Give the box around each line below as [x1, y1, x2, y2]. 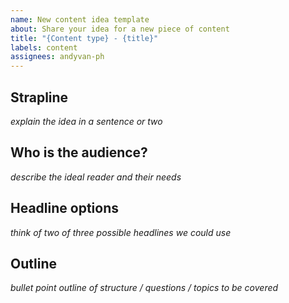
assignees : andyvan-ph [10, 52, 105, 62]
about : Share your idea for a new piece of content [10, 24, 230, 34]
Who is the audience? [10, 144, 148, 161]
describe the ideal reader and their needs [10, 171, 182, 183]
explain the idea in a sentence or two [10, 115, 163, 127]
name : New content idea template [10, 14, 150, 25]
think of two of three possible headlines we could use [10, 226, 232, 238]
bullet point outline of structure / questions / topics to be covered [10, 282, 279, 294]
